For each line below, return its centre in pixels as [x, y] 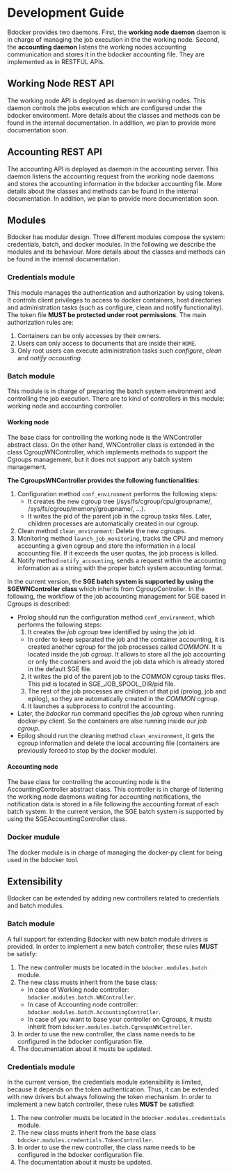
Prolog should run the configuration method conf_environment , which [116, 618]
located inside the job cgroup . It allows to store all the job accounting [127, 654]
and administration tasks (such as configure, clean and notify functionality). [115, 307]
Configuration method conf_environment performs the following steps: [117, 494]
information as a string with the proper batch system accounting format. [120, 568]
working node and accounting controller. [65, 406]
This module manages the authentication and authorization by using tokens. [116, 292]
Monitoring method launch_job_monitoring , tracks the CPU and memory [120, 539]
